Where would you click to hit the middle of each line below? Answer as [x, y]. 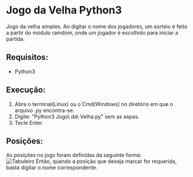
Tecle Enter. [29, 122]
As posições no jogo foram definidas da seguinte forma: [74, 155]
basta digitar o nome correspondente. [52, 168]
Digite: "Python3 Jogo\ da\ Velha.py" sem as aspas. [77, 116]
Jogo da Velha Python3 [64, 10]
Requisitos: [27, 57]
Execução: [26, 90]
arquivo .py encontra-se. [44, 110]
